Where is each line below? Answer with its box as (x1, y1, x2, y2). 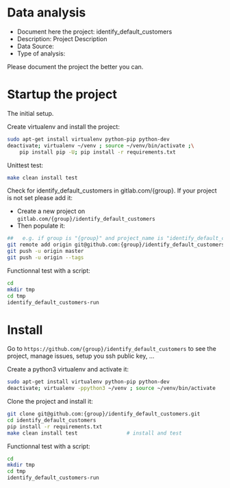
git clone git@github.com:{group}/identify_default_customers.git (7, 411, 201, 417)
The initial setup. (7, 109, 54, 117)
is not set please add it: (7, 194, 73, 202)
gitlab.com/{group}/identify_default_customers (16, 216, 155, 223)
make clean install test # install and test (7, 430, 183, 437)
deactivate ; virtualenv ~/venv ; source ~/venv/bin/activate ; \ (7, 142, 194, 149)
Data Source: (16, 42, 55, 50)
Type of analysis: (16, 49, 66, 58)
